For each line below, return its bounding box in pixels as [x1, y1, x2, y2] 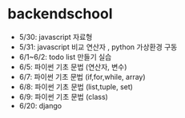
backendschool [7, 5, 113, 23]
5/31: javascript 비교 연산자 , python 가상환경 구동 [18, 41, 178, 52]
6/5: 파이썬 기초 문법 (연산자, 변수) [18, 61, 127, 72]
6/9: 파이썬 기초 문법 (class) [18, 92, 109, 101]
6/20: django [18, 100, 62, 110]
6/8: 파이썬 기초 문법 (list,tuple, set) [18, 81, 134, 92]
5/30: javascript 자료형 [18, 32, 93, 41]
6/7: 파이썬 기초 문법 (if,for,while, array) [18, 72, 146, 81]
